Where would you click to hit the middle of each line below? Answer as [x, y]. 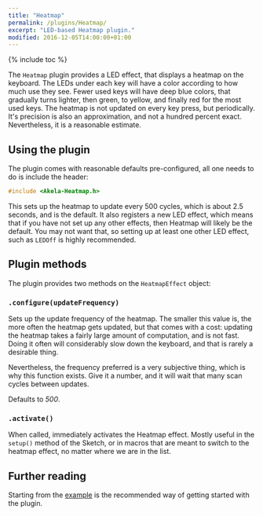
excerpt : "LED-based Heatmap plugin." [71, 30]
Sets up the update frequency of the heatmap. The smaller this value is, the [130, 319]
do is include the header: [48, 177]
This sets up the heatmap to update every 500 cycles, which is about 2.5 [126, 206]
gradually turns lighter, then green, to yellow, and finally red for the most [125, 100]
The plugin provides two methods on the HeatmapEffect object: [110, 283]
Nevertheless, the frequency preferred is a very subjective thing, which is [127, 368]
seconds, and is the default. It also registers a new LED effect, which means [131, 214]
